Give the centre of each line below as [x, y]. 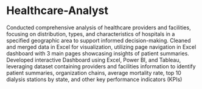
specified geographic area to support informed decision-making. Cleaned [99, 40]
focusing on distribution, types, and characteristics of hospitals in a [91, 34]
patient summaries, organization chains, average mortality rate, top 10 [94, 73]
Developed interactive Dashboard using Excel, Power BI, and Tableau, [94, 60]
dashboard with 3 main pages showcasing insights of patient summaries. [98, 53]
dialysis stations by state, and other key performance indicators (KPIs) [94, 79]
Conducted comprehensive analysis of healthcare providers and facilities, [99, 27]
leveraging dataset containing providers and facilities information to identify [101, 66]
